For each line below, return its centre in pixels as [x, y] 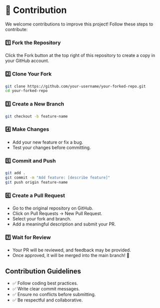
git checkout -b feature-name [37, 116]
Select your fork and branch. [42, 218]
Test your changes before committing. [52, 147]
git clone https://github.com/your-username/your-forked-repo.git [76, 86]
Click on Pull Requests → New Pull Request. [57, 213]
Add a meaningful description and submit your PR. [64, 224]
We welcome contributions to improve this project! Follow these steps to [79, 24]
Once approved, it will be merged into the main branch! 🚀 [71, 255]
